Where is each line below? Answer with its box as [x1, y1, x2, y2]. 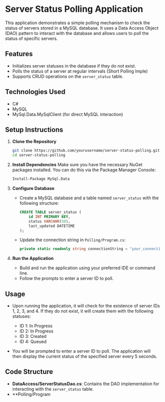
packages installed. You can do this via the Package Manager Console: [12, 167, 156, 173]
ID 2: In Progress [19, 328, 54, 334]
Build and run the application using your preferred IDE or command [19, 265, 156, 271]
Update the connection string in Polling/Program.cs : [19, 237, 126, 243]
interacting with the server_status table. [12, 386, 94, 392]
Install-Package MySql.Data [12, 177, 70, 182]
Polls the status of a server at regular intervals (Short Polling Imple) [12, 68, 148, 74]
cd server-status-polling [12, 153, 65, 158]
